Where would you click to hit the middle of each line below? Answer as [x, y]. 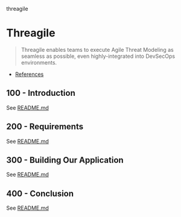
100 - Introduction [41, 93]
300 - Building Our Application [65, 160]
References [29, 74]
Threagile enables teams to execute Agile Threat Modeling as [97, 49]
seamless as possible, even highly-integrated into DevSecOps [98, 56]
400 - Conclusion [40, 193]
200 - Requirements [45, 127]
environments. [39, 62]
